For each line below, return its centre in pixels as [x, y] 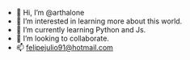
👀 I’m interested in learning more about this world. [99, 21]
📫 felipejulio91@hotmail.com [64, 47]
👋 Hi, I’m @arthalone [50, 13]
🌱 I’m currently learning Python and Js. [81, 30]
